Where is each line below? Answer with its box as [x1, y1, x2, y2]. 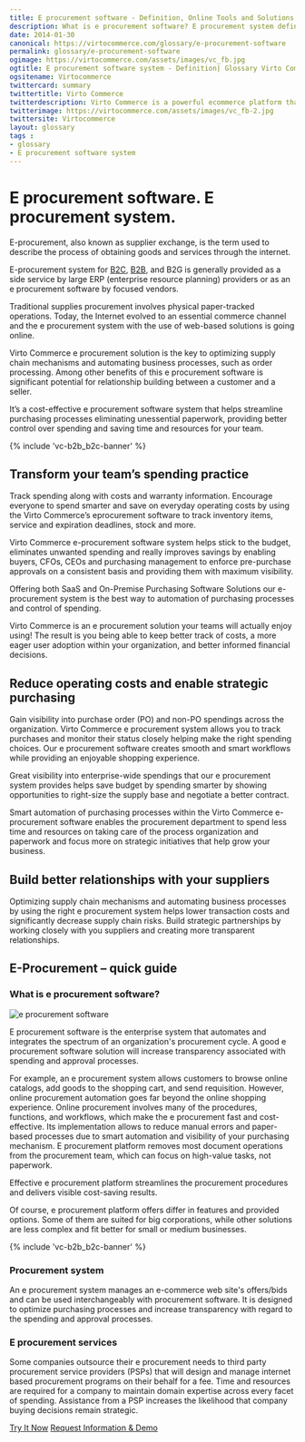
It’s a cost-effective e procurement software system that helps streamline [9, 403, 283, 414]
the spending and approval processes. [9, 1313, 153, 1324]
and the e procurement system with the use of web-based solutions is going [9, 319, 295, 331]
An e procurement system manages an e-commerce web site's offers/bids [9, 1284, 288, 1295]
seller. [9, 386, 32, 397]
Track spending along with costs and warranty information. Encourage [9, 491, 273, 502]
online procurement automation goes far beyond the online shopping [9, 1092, 267, 1103]
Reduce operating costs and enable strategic [9, 675, 270, 691]
